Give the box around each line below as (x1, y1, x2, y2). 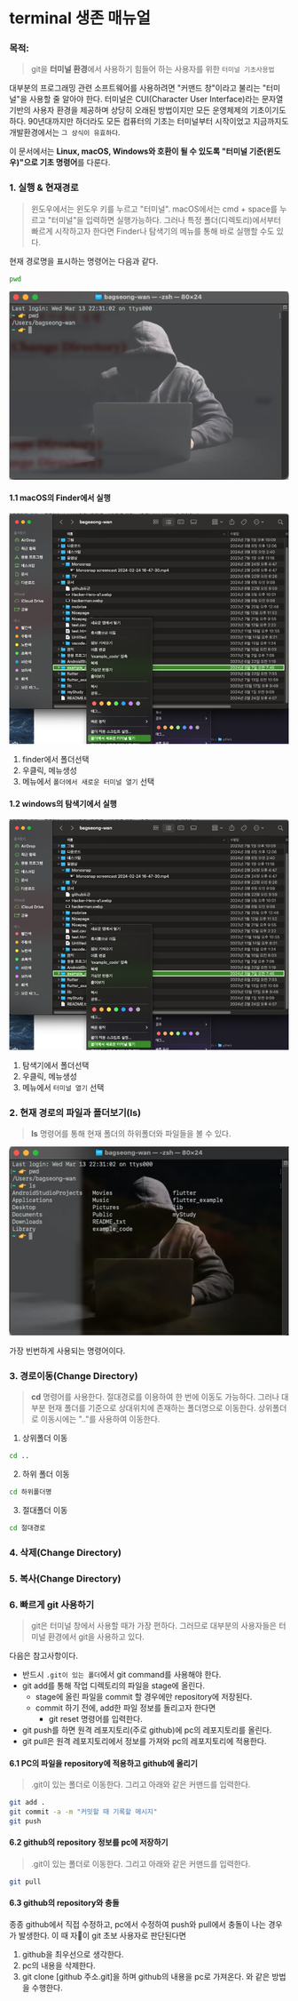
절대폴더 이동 (21, 1504, 68, 1515)
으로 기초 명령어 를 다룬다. (23, 157, 111, 168)
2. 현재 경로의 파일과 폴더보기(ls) (9, 1107, 142, 1120)
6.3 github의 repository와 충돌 (9, 1898, 120, 1909)
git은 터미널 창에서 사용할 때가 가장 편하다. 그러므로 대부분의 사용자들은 (30, 1620, 278, 1630)
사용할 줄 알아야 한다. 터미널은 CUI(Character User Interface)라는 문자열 (29, 94, 284, 105)
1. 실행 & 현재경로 (9, 181, 79, 194)
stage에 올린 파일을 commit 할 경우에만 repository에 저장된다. (35, 1691, 253, 1702)
